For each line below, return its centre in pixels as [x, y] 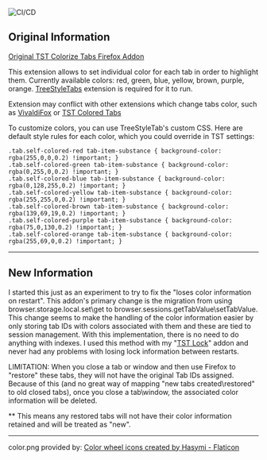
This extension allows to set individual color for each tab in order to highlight [133, 72]
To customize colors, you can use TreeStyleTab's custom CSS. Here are [126, 128]
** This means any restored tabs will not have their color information [120, 416]
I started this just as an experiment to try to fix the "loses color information [130, 292]
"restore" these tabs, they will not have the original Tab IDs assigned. [121, 375]
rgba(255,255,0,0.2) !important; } [67, 199]
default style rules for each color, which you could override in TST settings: [132, 136]
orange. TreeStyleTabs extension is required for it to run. [101, 88]
